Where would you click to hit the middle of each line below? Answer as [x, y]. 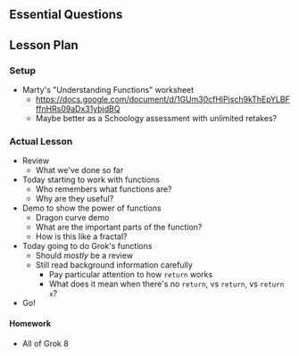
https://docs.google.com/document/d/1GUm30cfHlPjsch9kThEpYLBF [162, 99]
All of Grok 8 [45, 344]
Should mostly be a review [84, 256]
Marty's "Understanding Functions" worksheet [108, 90]
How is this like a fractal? [81, 236]
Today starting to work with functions [91, 180]
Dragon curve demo [72, 218]
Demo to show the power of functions [92, 208]
